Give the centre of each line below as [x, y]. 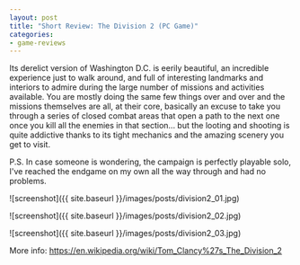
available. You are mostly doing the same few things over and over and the [147, 97]
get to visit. [30, 145]
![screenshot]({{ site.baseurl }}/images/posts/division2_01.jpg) [124, 199]
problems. [28, 181]
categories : [31, 34]
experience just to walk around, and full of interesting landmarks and [137, 78]
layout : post [34, 18]
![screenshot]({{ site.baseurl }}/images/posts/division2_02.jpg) [125, 216]
